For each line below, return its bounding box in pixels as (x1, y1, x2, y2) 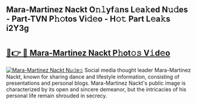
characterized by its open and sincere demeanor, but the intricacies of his (6, 86, 187, 93)
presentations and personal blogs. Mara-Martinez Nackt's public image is (6, 79, 186, 87)
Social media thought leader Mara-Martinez (84, 66, 191, 74)
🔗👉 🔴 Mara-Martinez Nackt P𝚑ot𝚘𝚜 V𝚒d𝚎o (6, 47, 170, 58)
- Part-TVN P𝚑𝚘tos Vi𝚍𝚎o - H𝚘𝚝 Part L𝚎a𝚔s (6, 14, 171, 24)
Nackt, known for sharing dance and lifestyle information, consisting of (6, 74, 180, 80)
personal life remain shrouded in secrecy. (6, 92, 107, 99)
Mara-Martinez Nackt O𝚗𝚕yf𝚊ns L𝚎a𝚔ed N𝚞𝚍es (6, 5, 188, 15)
